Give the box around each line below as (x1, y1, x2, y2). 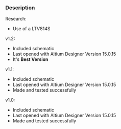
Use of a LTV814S (12, 26, 51, 32)
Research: (5, 16, 27, 22)
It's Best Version (12, 56, 49, 62)
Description (5, 4, 35, 11)
